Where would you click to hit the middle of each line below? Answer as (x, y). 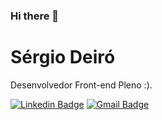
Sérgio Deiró (63, 57)
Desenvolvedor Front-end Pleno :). (81, 85)
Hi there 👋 (35, 16)
